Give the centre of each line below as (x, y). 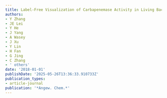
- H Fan (13, 51)
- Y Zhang (15, 19)
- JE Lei (14, 24)
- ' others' (17, 65)
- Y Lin (13, 47)
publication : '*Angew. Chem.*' (38, 88)
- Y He (12, 28)
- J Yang (14, 33)
